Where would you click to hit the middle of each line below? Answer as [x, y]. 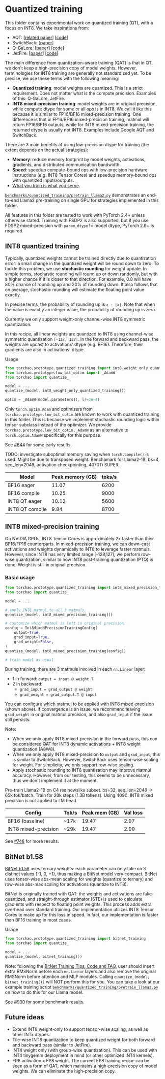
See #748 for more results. [32, 841]
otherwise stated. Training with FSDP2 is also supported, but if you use [77, 220]
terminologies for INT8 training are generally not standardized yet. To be [78, 73]
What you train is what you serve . [46, 185]
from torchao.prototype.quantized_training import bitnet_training [76, 939]
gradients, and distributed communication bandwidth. [67, 164]
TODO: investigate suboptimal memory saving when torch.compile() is [77, 454]
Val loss [134, 813]
